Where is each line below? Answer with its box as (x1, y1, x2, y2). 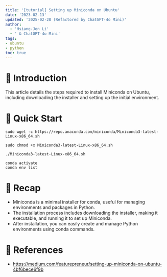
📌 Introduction (5, 72, 67, 84)
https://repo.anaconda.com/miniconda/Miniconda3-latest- (35, 129, 159, 134)
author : (5, 21, 22, 27)
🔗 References (5, 244, 63, 256)
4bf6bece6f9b (12, 266, 44, 272)
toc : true (5, 50, 27, 55)
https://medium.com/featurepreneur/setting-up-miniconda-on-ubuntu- (12, 261, 162, 267)
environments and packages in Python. (12, 204, 96, 211)
